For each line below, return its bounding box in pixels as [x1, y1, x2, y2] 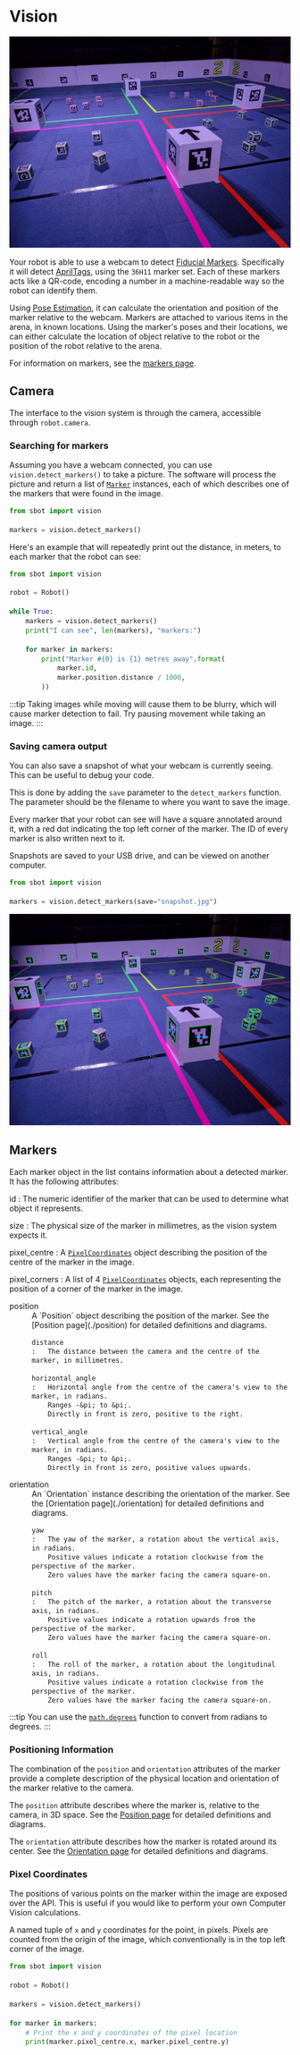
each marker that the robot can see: [9, 551, 141, 562]
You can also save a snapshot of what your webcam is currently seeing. [9, 760, 274, 771]
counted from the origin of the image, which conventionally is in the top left [9, 1934, 286, 1945]
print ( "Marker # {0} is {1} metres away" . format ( [41, 655, 226, 664]
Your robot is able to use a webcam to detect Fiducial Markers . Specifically [9, 257, 285, 267]
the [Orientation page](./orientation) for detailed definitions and [31, 1498, 265, 1509]
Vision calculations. [9, 1907, 81, 1918]
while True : [9, 607, 54, 616]
